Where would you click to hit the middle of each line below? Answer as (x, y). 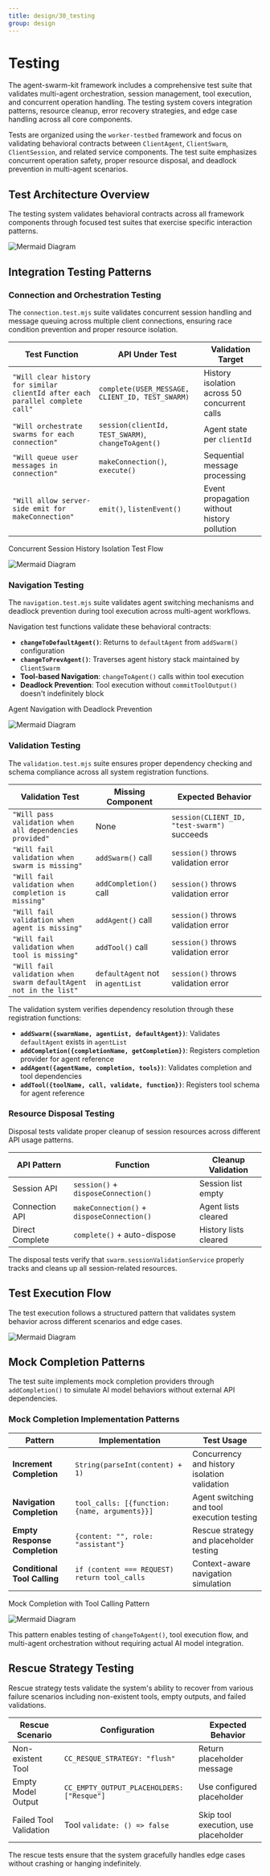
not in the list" (45, 990)
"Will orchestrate (47, 426)
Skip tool (215, 1815)
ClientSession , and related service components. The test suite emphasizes (133, 152)
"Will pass (33, 814)
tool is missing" (45, 955)
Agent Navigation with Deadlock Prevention (80, 710)
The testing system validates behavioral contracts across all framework (127, 214)
